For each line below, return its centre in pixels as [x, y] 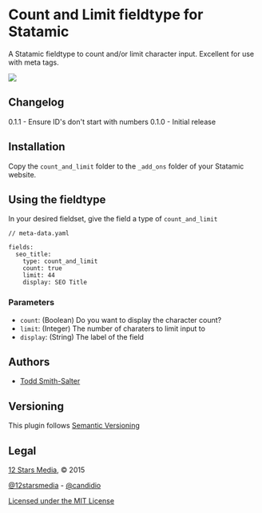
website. [22, 174]
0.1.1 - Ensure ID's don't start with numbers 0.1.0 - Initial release [112, 121]
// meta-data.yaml [39, 233]
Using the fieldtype [57, 199]
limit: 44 [39, 276]
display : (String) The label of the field [82, 336]
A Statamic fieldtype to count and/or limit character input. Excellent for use [131, 54]
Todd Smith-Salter [50, 381]
